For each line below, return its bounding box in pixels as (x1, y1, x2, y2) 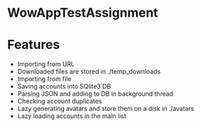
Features (7, 37, 60, 53)
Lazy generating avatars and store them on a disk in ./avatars (17, 105, 195, 113)
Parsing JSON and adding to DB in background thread (17, 89, 174, 98)
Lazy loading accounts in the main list (17, 112, 127, 120)
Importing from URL (17, 60, 75, 68)
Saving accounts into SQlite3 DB (17, 82, 111, 91)
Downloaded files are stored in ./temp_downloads (17, 68, 161, 76)
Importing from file (17, 75, 71, 83)
